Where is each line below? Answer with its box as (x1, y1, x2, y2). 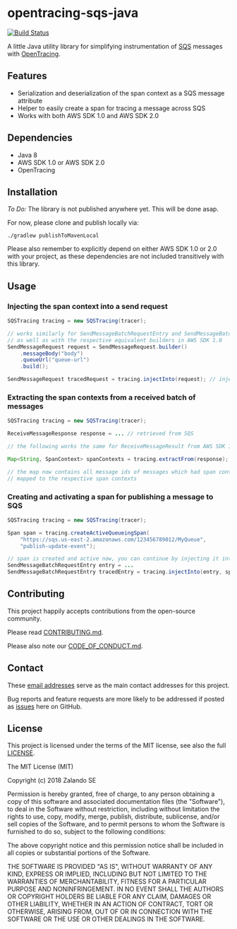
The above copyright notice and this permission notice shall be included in (7, 841, 224, 850)
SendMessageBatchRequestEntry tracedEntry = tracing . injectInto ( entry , (7, 568, 222, 575)
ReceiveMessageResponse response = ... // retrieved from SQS (7, 430, 194, 438)
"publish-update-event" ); (20, 542, 97, 549)
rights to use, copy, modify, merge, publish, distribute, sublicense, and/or (7, 812, 220, 821)
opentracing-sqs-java (7, 5, 139, 21)
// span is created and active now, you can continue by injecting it (7, 555, 219, 563)
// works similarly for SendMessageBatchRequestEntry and (7, 330, 181, 337)
